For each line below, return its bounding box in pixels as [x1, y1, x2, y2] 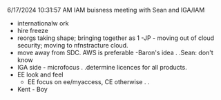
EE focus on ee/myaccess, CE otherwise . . [27, 78, 150, 86]
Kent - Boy [17, 86, 48, 93]
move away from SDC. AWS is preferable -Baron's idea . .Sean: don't [17, 48, 214, 57]
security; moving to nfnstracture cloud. [17, 41, 129, 49]
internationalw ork [17, 19, 69, 27]
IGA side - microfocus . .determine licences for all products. [17, 63, 188, 71]
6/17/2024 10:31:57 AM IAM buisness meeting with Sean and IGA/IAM [7, 6, 205, 14]
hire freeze [17, 27, 48, 34]
